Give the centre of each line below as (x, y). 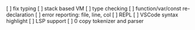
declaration (20, 15)
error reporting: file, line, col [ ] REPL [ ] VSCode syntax (110, 15)
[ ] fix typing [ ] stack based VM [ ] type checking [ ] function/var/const (94, 9)
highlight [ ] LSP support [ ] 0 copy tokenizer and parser (75, 21)
